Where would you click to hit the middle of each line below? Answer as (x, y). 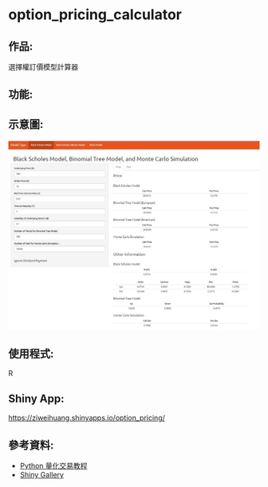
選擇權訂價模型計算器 (43, 67)
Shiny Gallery (41, 475)
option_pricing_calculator (95, 15)
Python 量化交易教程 (53, 466)
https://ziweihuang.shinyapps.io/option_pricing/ (87, 418)
